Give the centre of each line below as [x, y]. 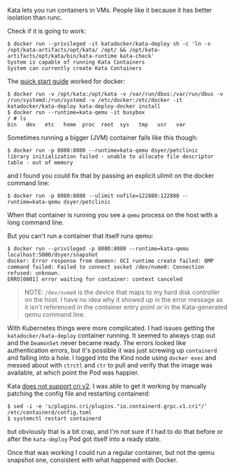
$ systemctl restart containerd [54, 419]
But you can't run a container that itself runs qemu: [80, 236]
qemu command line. [54, 314]
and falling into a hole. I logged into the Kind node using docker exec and [112, 358]
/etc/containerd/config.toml [50, 412]
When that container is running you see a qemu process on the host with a [112, 215]
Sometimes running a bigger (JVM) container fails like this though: [102, 138]
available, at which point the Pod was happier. [73, 372]
